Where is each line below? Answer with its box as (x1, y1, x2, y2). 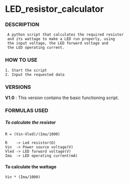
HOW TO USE (5, 57, 38, 64)
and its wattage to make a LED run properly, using (7, 37, 115, 41)
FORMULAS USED (5, 107, 49, 114)
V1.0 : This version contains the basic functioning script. (5, 95, 119, 101)
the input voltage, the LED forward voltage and (7, 41, 109, 46)
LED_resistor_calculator (5, 3, 104, 15)
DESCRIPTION (5, 21, 40, 28)
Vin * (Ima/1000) (5, 175, 41, 180)
